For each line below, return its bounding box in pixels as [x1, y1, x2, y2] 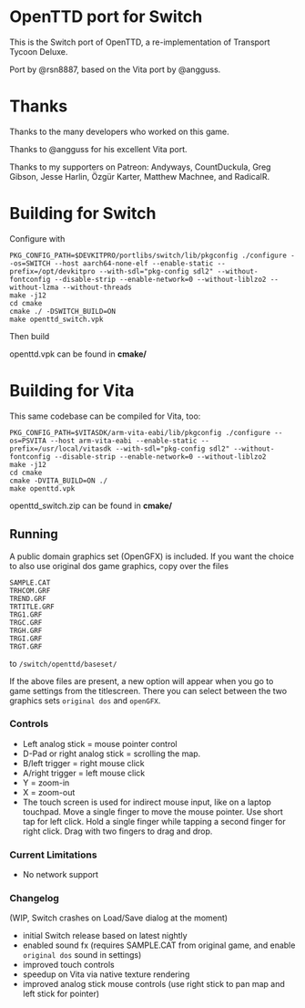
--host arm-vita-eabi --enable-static [49, 436, 198, 445]
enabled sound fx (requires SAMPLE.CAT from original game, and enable [22, 940, 296, 951]
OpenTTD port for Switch [9, 6, 203, 27]
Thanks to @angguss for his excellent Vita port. [9, 143, 188, 154]
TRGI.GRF [9, 634, 43, 643]
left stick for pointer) [22, 988, 100, 1000]
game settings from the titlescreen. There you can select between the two [9, 685, 288, 696]
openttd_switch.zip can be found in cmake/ [9, 500, 173, 511]
